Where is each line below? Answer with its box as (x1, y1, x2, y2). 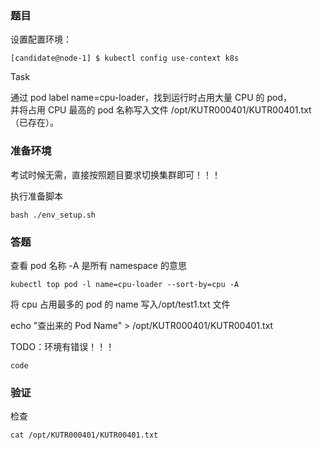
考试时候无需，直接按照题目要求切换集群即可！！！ (10, 168, 221, 181)
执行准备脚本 (10, 190, 63, 202)
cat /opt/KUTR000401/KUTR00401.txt (10, 430, 159, 441)
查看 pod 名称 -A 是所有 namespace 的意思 (10, 259, 187, 271)
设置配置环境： (10, 33, 72, 46)
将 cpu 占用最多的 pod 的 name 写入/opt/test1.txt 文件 (10, 298, 231, 310)
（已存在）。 (10, 117, 59, 129)
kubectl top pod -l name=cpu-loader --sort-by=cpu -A (10, 279, 240, 289)
